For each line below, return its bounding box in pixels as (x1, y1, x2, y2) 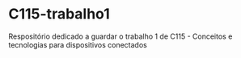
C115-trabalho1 (8, 5, 111, 23)
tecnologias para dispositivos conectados (8, 39, 147, 49)
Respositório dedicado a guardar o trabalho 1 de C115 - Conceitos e (8, 31, 233, 41)
